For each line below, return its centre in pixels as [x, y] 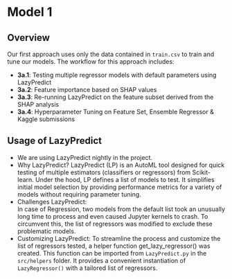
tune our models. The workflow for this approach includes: [91, 62]
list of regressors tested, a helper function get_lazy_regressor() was [114, 246]
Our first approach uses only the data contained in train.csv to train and [111, 54]
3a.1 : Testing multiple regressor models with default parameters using [117, 75]
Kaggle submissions [46, 119]
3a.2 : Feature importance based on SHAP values [87, 90]
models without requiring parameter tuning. [79, 194]
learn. [26, 179]
